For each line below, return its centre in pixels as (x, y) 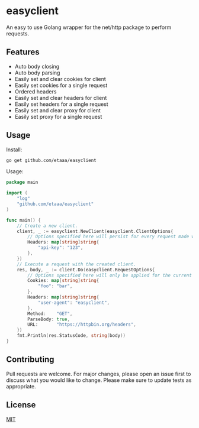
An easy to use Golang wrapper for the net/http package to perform (89, 27)
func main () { (24, 220)
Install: (14, 150)
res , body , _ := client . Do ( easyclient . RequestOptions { (86, 270)
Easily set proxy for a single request (58, 116)
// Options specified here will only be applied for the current (110, 275)
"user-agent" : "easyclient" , (74, 303)
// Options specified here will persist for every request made (108, 237)
